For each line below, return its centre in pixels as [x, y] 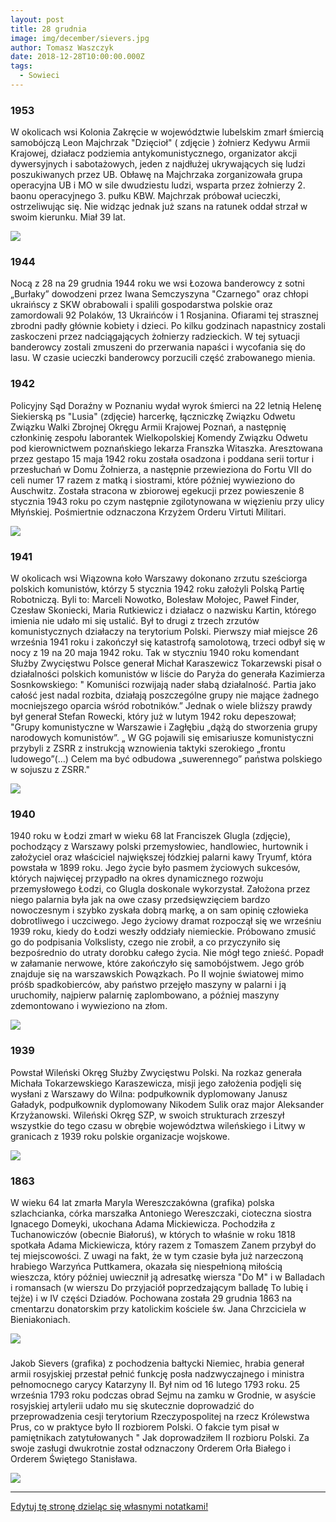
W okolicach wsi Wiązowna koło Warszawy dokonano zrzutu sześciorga [159, 578]
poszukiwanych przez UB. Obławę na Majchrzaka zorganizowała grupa [156, 175]
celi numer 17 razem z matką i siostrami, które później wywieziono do [153, 480]
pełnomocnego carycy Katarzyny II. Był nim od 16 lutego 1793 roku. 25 [155, 1384]
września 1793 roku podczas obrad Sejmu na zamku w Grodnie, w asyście [163, 1395]
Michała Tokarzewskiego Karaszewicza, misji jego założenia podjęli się [156, 1083]
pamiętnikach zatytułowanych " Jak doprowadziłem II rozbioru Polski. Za [160, 1437]
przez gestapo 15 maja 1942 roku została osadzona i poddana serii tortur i [162, 458]
